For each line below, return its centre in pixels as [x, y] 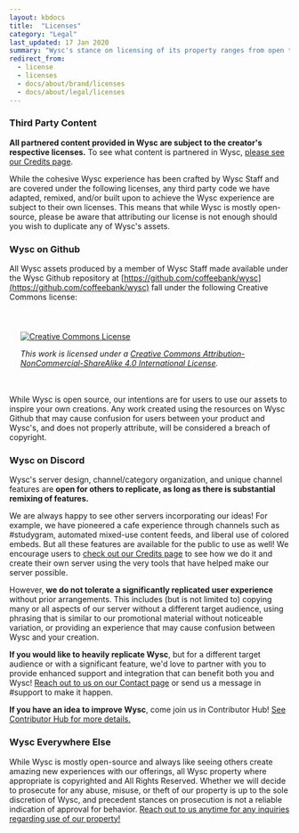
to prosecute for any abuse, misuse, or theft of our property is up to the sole [149, 790]
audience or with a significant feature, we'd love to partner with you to [138, 664]
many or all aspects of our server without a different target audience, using [146, 609]
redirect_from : [37, 59]
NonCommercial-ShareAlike [72, 363]
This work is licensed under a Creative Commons [111, 354]
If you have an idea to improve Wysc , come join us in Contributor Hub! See [148, 710]
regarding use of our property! [65, 818]
